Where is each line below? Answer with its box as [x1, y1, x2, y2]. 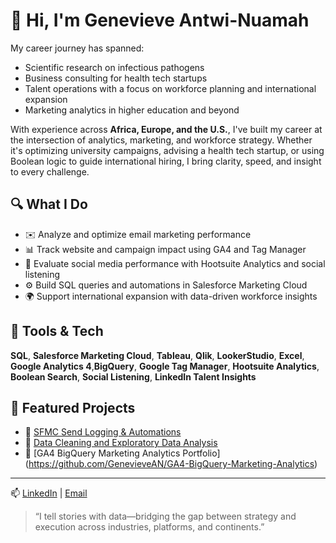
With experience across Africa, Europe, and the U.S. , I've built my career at [10, 123, 323, 135]
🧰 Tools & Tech [10, 323, 104, 340]
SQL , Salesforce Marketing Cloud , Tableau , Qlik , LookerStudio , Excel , [10, 349, 305, 361]
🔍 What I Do [10, 196, 88, 213]
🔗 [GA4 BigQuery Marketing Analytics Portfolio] [24, 447, 221, 459]
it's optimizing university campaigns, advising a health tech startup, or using [10, 144, 325, 156]
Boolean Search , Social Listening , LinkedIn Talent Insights [10, 370, 257, 383]
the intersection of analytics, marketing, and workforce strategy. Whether [10, 134, 313, 146]
